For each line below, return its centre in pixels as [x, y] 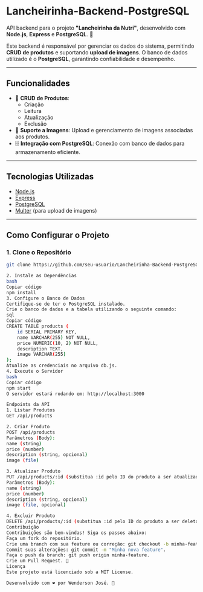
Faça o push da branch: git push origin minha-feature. [78, 555]
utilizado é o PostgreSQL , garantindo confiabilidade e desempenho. [91, 59]
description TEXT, [40, 349]
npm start [19, 388]
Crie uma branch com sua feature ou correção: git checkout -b [88, 544]
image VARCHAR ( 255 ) [42, 355]
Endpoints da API [28, 405]
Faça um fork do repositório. [44, 538]
